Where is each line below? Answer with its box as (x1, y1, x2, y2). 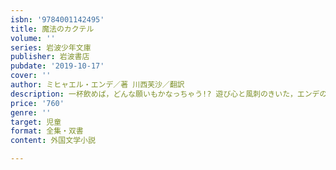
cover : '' (10, 71, 52, 81)
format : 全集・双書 (10, 126, 84, 136)
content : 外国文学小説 (10, 136, 96, 146)
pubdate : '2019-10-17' (10, 61, 105, 71)
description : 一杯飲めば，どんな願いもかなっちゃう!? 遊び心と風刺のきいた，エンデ (10, 89, 320, 99)
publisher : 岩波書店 (10, 52, 90, 62)
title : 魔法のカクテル (10, 24, 95, 34)
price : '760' (10, 98, 65, 108)
